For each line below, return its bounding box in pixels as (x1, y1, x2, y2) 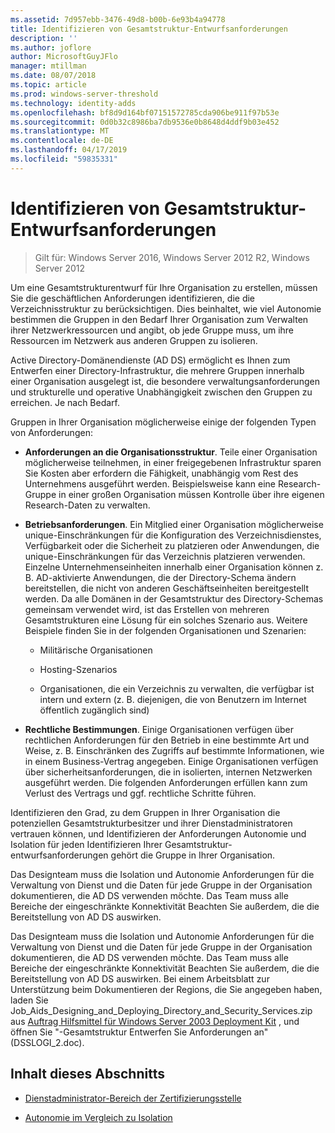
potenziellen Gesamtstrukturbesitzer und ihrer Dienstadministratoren (10, 817, 293, 829)
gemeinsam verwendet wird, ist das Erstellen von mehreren (24, 603, 270, 615)
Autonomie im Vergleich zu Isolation (24, 1111, 173, 1123)
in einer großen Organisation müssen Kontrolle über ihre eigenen (58, 488, 325, 500)
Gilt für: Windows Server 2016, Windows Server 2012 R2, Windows (34, 251, 310, 263)
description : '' (10, 33, 78, 43)
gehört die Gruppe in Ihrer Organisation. (110, 849, 276, 861)
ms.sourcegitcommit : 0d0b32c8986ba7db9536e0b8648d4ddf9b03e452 (10, 117, 280, 127)
